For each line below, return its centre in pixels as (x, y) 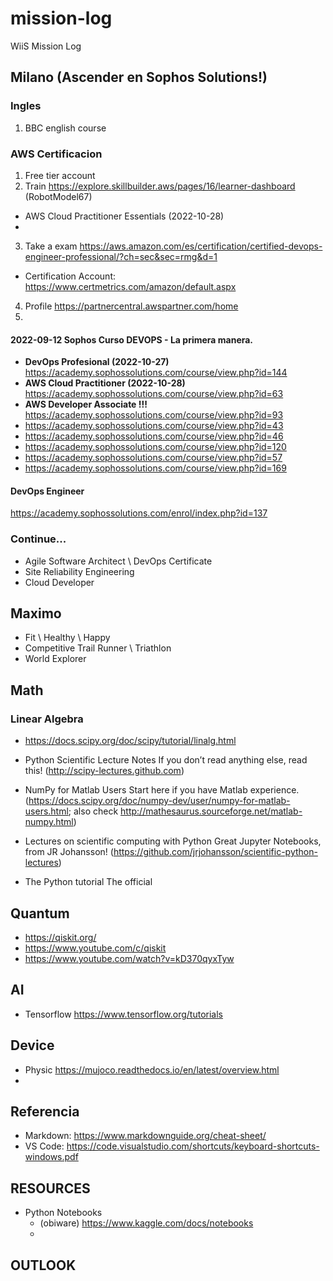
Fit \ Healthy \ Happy (67, 638)
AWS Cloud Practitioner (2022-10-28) (105, 383)
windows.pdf (51, 1157)
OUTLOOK (43, 1265)
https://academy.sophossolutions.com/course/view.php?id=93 (154, 415)
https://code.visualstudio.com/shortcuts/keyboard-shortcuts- (193, 1146)
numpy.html (49, 822)
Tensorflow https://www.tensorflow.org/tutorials (123, 1014)
